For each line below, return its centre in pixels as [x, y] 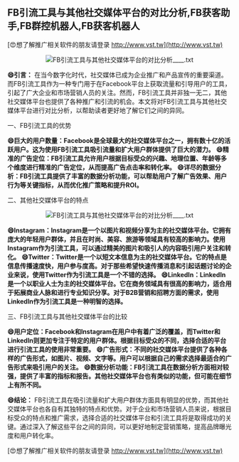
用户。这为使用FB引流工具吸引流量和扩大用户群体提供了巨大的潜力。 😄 [118, 149]
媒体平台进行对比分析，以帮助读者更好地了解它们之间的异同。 [98, 110]
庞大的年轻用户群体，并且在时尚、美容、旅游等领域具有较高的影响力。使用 [116, 239]
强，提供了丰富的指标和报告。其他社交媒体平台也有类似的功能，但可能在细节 [119, 376]
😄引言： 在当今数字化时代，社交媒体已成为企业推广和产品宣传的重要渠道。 [117, 75]
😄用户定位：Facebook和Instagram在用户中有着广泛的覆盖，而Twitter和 [114, 331]
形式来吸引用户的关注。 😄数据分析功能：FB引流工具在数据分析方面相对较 [121, 367]
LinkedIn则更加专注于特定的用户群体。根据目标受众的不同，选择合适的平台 [117, 340]
